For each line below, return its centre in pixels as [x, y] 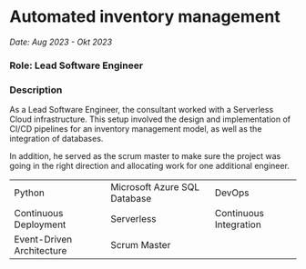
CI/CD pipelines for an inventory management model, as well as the [136, 129]
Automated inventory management [145, 17]
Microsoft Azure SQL [155, 187]
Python [30, 193]
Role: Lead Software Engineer [76, 65]
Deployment [40, 224]
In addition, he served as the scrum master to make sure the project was [145, 156]
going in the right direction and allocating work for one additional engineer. [149, 166]
